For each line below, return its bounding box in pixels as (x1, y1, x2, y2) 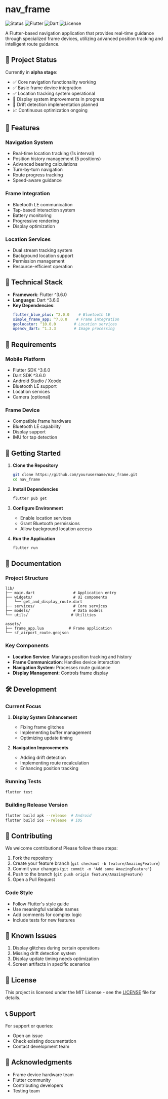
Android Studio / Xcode (12, 378, 62, 384)
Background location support (12, 252, 73, 259)
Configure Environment (12, 505, 63, 511)
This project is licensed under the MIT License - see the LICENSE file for (5, 990, 156, 996)
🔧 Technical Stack (5, 278, 63, 287)
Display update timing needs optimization (12, 956, 99, 962)
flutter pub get (12, 496, 47, 501)
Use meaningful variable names (12, 906, 79, 912)
